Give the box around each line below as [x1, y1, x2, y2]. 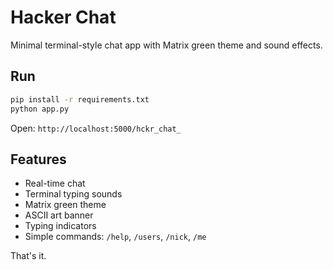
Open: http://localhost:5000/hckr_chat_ [10, 122, 182, 134]
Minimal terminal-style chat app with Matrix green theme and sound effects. [10, 39, 323, 51]
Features [10, 151, 67, 168]
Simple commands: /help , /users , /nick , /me [24, 231, 207, 243]
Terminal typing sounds [24, 188, 123, 200]
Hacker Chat [10, 6, 117, 29]
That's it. [10, 250, 47, 262]
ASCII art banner [24, 209, 94, 221]
